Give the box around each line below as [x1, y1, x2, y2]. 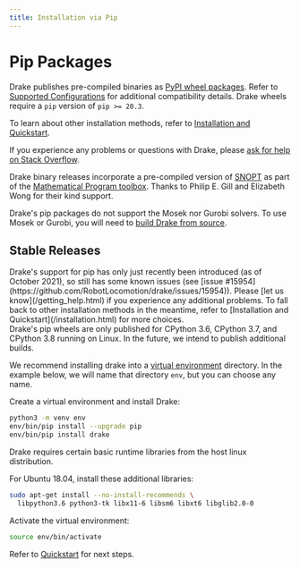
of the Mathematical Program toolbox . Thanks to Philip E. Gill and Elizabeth [9, 181, 285, 191]
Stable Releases [9, 242, 101, 258]
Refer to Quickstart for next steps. [9, 548, 134, 559]
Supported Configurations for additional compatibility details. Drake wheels [9, 90, 287, 101]
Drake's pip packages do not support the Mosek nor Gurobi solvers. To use [9, 208, 287, 218]
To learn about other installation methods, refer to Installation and [9, 117, 251, 128]
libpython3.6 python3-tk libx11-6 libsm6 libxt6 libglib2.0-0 [17, 498, 254, 508]
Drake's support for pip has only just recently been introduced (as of [9, 267, 262, 277]
